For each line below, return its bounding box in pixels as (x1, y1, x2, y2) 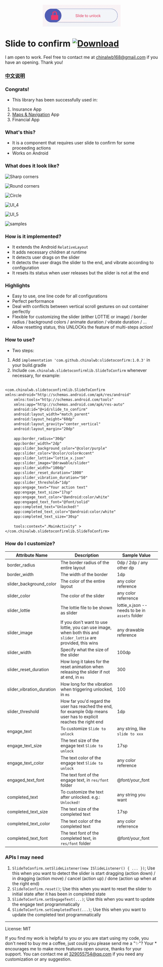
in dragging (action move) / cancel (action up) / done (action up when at (12, 875, 157, 881)
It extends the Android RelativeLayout (12, 244, 88, 250)
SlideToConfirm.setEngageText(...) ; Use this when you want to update (12, 896, 155, 902)
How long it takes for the (60, 658, 110, 665)
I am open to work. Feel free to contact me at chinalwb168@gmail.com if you (5, 54, 158, 60)
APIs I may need (5, 854, 44, 861)
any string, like (117, 726, 147, 732)
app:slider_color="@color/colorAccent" (14, 451, 95, 456)
